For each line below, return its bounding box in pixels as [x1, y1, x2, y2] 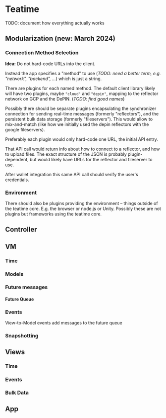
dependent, [5, 156, 29, 162]
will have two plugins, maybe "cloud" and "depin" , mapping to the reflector [5, 91, 159, 97]
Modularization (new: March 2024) [5, 34, 115, 43]
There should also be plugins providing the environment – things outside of [5, 200, 158, 206]
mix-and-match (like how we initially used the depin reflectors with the [5, 121, 149, 127]
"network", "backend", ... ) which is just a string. [5, 76, 102, 82]
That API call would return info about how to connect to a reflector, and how [5, 146, 160, 152]
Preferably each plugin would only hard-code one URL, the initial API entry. [5, 136, 159, 142]
